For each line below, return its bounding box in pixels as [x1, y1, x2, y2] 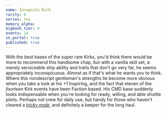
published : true [6, 40, 40, 45]
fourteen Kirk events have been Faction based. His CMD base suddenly [6, 86, 153, 92]
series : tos [6, 17, 31, 22]
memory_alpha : [6, 21, 36, 27]
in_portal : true [6, 36, 40, 41]
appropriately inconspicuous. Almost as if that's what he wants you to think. [6, 70, 162, 76]
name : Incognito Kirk [6, 7, 51, 13]
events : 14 [6, 31, 29, 36]
